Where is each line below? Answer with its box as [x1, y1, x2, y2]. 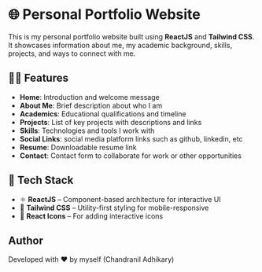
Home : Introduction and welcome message [19, 92, 160, 101]
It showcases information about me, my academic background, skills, [8, 40, 233, 50]
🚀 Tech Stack [8, 174, 74, 187]
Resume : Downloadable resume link [19, 142, 138, 152]
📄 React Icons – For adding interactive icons [19, 211, 164, 221]
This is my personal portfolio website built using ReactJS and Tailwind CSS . [8, 31, 255, 41]
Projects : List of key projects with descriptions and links [19, 117, 202, 127]
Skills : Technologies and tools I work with [19, 126, 155, 135]
